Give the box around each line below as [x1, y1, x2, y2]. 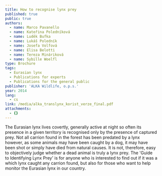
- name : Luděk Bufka [9, 34, 51, 39]
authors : [5, 20, 23, 26]
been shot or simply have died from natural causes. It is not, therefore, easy [5, 144, 156, 150]
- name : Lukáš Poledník [9, 39, 57, 44]
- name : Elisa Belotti [9, 48, 55, 52]
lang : [5, 93, 16, 97]
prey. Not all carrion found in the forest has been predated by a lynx [5, 134, 140, 140]
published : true [5, 12, 38, 16]
